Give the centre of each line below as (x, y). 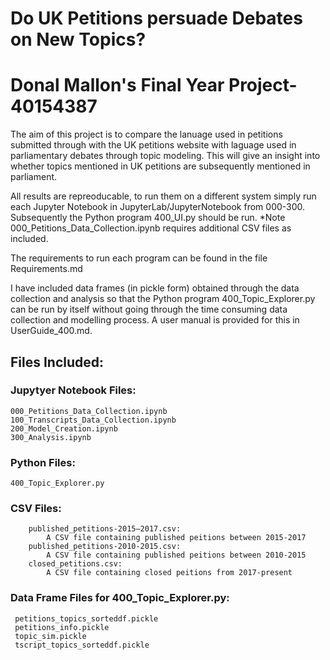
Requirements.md (46, 269)
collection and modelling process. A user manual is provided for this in (155, 320)
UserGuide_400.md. (51, 331)
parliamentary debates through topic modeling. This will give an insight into (165, 156)
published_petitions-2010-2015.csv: (105, 547)
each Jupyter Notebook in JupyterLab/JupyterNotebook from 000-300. (158, 207)
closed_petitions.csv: (75, 564)
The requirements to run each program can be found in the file (139, 258)
